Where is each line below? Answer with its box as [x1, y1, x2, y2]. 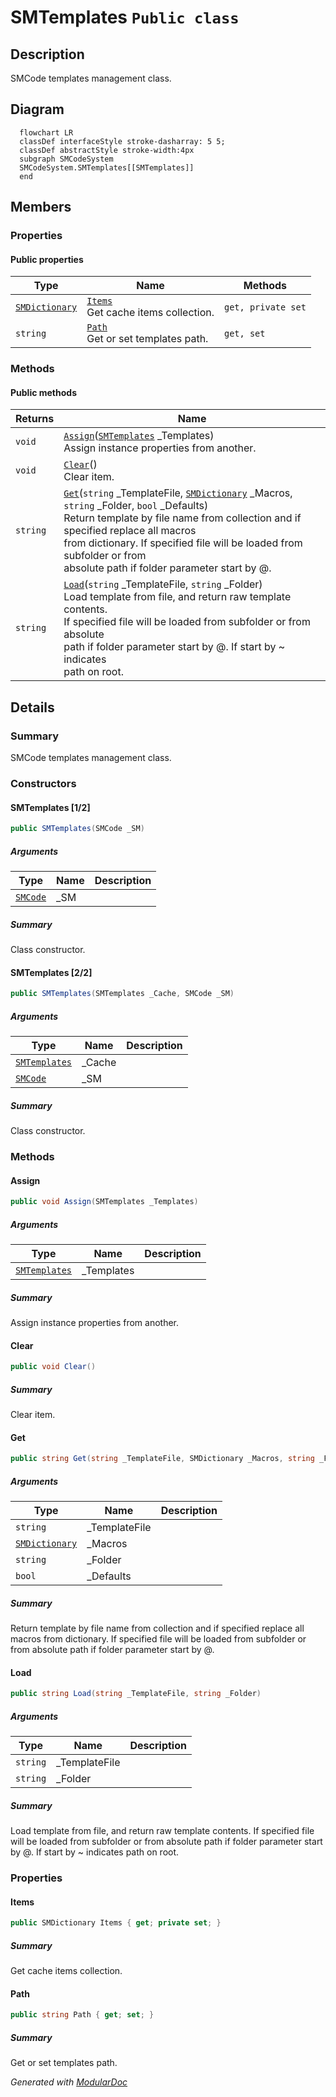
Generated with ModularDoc [10, 2076, 128, 2088]
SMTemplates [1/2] [10, 801, 91, 813]
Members [10, 199, 72, 216]
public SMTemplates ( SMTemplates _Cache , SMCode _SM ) [10, 989, 235, 999]
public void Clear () [10, 1362, 97, 1372]
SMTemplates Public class [10, 6, 240, 29]
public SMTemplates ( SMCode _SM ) [10, 824, 145, 834]
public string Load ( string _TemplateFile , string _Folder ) [10, 1689, 262, 1699]
